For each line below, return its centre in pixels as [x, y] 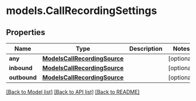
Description [146, 49]
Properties [26, 32]
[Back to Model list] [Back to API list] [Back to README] [73, 92]
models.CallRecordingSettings [82, 11]
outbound [23, 77]
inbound [21, 68]
